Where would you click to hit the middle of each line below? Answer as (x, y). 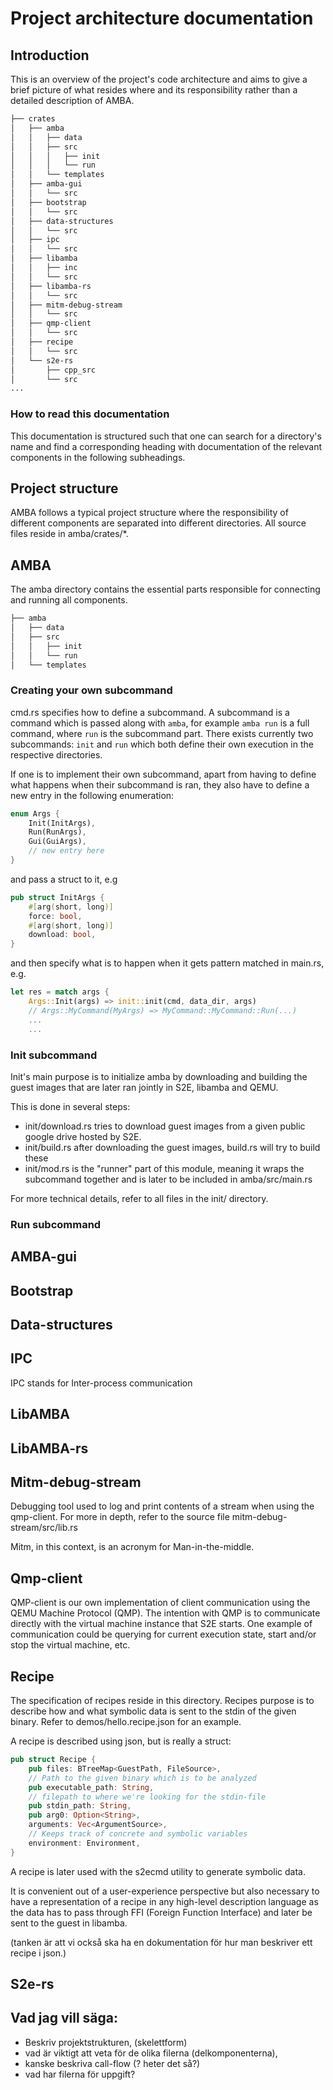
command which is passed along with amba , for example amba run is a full (160, 723)
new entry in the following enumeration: (92, 795)
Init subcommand (54, 1055)
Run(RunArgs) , (57, 832)
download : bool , (62, 935)
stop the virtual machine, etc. (70, 1645)
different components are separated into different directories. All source (158, 523)
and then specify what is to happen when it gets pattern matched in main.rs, (167, 963)
